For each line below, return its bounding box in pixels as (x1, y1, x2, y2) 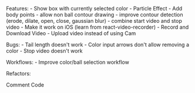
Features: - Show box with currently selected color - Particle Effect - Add (6, 5, 183, 12)
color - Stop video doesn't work (6, 47, 83, 54)
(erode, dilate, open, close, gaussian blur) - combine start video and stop (6, 18, 183, 24)
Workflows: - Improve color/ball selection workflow (6, 58, 129, 66)
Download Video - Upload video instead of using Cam (6, 30, 136, 37)
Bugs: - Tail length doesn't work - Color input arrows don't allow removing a (6, 41, 189, 48)
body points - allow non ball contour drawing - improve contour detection (6, 11, 183, 18)
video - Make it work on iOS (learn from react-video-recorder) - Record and (6, 23, 189, 30)
